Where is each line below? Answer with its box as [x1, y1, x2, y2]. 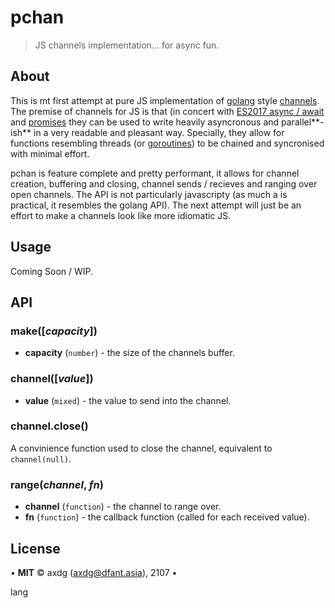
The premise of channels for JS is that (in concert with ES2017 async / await [10, 105, 325, 117]
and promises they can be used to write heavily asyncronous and [10, 116, 280, 128]
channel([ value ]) [10, 372, 94, 386]
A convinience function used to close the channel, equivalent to [10, 442, 273, 454]
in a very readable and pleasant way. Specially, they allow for [33, 126, 285, 138]
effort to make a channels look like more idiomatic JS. [10, 209, 232, 221]
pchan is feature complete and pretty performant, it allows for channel [10, 167, 300, 179]
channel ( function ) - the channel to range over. [24, 501, 222, 513]
